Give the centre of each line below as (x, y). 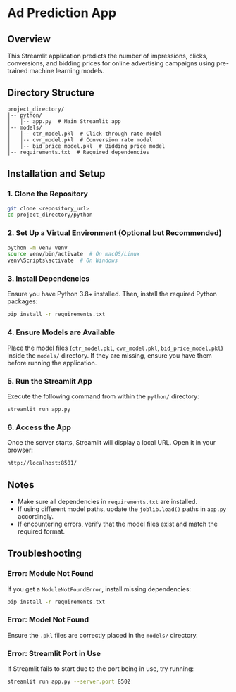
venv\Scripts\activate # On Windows (63, 261)
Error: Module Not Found (50, 574)
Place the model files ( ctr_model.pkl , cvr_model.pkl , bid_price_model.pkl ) (115, 348)
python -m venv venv (38, 248)
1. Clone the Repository (48, 194)
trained (18, 71)
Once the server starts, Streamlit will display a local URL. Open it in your (112, 443)
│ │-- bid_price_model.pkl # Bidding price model (86, 146)
